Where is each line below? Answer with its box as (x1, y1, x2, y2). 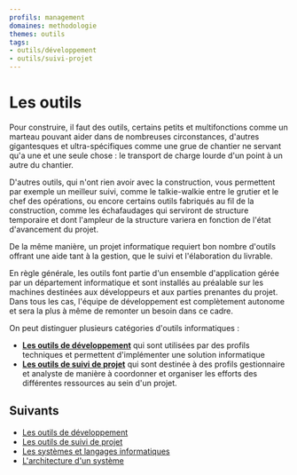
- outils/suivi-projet (9, 54, 93, 63)
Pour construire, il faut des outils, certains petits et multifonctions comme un (9, 122, 288, 132)
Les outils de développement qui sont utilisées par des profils (21, 339, 250, 351)
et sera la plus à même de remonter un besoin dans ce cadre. (9, 305, 233, 316)
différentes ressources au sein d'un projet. (21, 377, 177, 388)
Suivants (9, 403, 59, 418)
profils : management (9, 12, 86, 22)
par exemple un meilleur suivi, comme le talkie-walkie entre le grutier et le (9, 186, 279, 196)
